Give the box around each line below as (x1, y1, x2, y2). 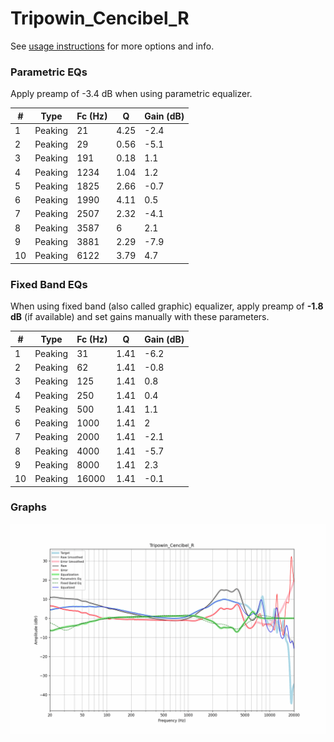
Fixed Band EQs (10, 277, 88, 291)
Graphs (10, 500, 47, 514)
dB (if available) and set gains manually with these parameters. (10, 311, 270, 323)
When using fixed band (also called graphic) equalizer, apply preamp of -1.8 (10, 300, 324, 312)
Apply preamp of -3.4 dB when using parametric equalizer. (10, 88, 253, 100)
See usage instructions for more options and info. (10, 40, 215, 52)
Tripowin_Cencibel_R (10, 7, 190, 30)
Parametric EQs (10, 65, 88, 79)
